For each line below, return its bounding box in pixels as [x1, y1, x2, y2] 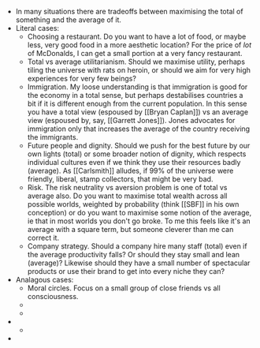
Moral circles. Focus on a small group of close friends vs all [27, 283, 221, 293]
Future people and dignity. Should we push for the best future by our [27, 141, 251, 150]
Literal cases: [15, 24, 60, 32]
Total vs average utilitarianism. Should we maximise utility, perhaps [27, 57, 246, 66]
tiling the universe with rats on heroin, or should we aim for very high [27, 65, 251, 74]
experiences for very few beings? [27, 74, 136, 83]
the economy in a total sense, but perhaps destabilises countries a [27, 91, 243, 99]
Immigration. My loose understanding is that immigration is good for [27, 82, 248, 92]
